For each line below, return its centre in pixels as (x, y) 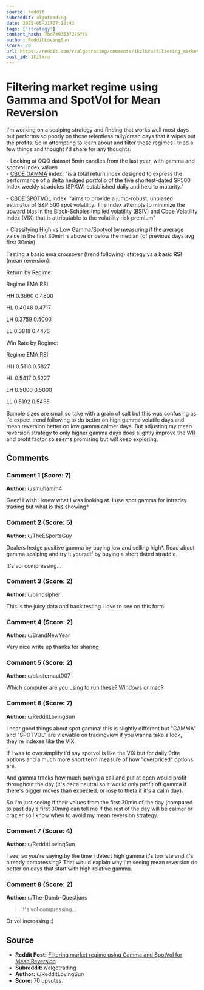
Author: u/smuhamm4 (34, 488)
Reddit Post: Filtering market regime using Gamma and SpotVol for (99, 955)
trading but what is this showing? (48, 507)
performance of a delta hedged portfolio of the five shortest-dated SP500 (99, 180)
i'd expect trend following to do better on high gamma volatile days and (95, 420)
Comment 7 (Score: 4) (39, 830)
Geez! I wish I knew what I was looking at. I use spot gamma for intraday (97, 500)
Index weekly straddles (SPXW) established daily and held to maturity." (95, 186)
